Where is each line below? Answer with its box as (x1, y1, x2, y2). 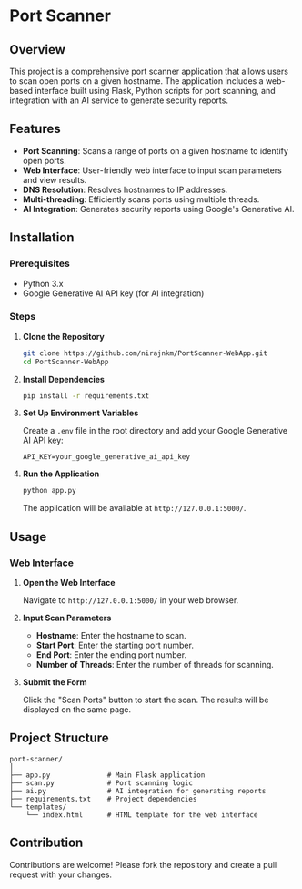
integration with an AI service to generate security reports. (9, 95, 229, 106)
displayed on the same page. (22, 703, 132, 715)
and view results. (22, 174, 87, 185)
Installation (9, 230, 75, 246)
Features (9, 121, 61, 137)
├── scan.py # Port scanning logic (9, 778, 194, 788)
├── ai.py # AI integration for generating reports (9, 786, 267, 795)
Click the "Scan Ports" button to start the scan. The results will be (22, 694, 269, 705)
